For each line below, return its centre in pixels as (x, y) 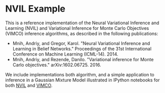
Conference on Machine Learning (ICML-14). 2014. (65, 54)
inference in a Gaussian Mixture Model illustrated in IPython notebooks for (83, 80)
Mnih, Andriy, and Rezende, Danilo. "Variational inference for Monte (83, 59)
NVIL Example (35, 9)
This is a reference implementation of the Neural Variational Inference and (82, 23)
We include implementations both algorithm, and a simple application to (80, 74)
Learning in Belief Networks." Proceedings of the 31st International (82, 49)
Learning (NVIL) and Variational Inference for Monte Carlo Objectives (77, 28)
